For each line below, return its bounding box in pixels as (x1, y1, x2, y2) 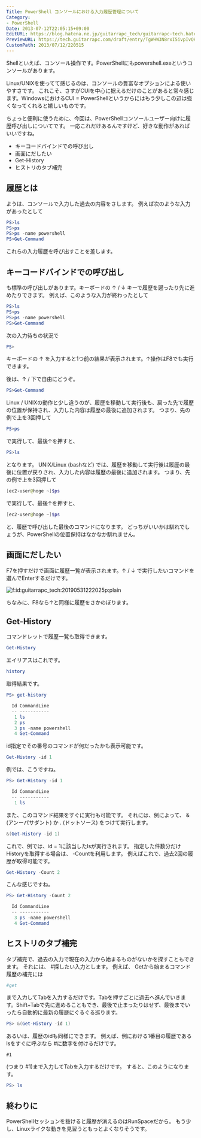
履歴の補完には (6, 970, 43, 977)
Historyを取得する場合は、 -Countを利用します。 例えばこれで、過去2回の (6, 850, 188, 857)
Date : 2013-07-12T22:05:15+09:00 (6, 25, 90, 32)
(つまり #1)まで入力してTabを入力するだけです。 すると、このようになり (6, 1063, 184, 1070)
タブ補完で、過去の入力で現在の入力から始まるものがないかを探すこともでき (6, 955, 194, 963)
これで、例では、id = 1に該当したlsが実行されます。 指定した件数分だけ (6, 842, 181, 849)
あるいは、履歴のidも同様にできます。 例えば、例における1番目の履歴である (6, 1033, 193, 1040)
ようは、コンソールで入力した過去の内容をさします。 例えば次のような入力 (6, 200, 191, 207)
